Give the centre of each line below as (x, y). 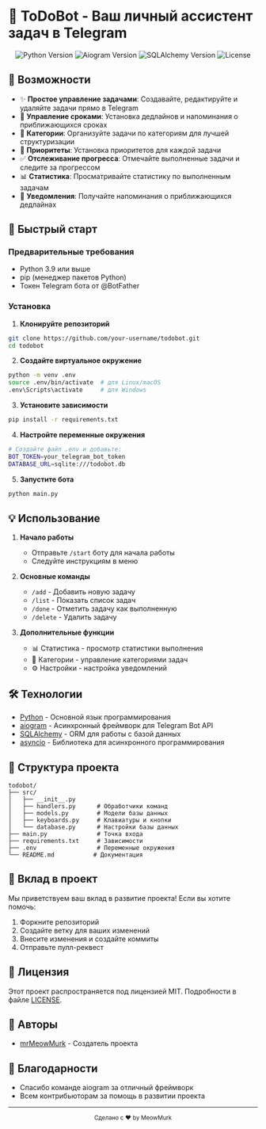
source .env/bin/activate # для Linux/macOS (84, 383)
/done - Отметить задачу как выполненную (104, 608)
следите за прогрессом (60, 167)
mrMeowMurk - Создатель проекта (79, 1043)
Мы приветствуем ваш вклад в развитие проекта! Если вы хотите (120, 898)
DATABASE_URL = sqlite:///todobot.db (67, 464)
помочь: (22, 906)
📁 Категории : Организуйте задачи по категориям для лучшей (124, 133)
